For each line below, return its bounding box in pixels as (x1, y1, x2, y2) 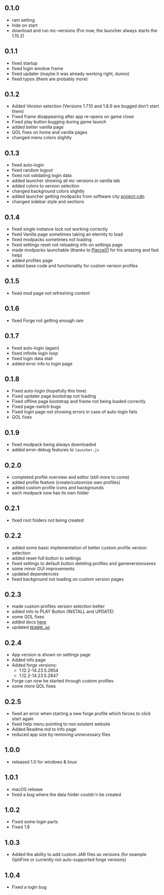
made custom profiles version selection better (11, 604, 105, 609)
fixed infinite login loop (11, 350, 58, 356)
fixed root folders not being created (11, 517, 84, 523)
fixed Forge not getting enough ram (11, 318, 84, 323)
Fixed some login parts (11, 819, 58, 825)
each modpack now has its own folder (11, 490, 89, 496)
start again (11, 716, 34, 721)
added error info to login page (11, 360, 73, 366)
